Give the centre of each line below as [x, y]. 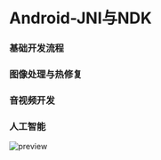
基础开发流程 [37, 48]
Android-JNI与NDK [81, 18]
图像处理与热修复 [46, 75]
